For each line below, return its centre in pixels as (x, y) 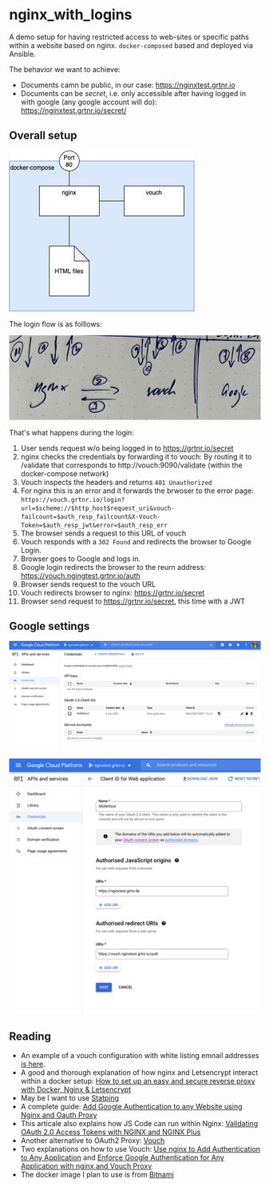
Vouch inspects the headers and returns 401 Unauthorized (116, 482)
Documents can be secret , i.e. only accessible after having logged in (133, 93)
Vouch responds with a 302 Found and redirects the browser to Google (136, 541)
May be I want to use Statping (69, 1098)
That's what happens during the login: (71, 432)
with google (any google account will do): (89, 102)
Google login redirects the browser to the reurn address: (113, 567)
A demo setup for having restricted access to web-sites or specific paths (129, 37)
